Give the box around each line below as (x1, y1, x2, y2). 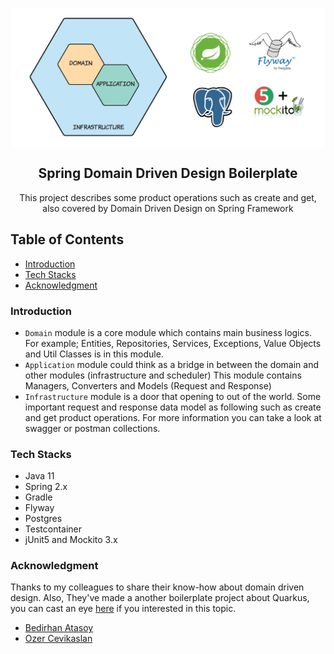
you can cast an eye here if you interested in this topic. (10, 603, 237, 615)
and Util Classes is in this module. (24, 348, 164, 360)
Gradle (24, 491, 53, 503)
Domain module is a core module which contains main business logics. (24, 326, 312, 338)
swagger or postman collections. (24, 422, 161, 434)
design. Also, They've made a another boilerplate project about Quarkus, (10, 592, 310, 604)
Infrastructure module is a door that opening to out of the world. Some (24, 390, 322, 402)
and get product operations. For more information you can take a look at (24, 411, 322, 423)
